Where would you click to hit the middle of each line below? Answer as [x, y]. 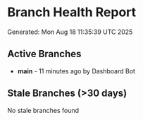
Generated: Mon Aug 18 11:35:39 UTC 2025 [70, 32]
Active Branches [44, 54]
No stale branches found [43, 110]
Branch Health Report [72, 12]
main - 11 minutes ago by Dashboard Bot [76, 71]
